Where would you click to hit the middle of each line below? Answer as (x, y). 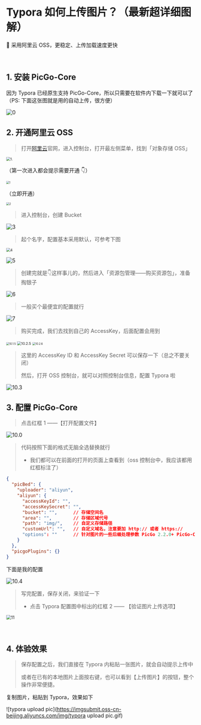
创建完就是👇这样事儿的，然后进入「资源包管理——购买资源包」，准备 (105, 272)
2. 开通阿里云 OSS (40, 133)
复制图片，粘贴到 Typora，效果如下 (50, 697)
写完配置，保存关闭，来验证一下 (60, 593)
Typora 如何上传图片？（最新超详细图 (99, 12)
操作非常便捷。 (39, 685)
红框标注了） (45, 468)
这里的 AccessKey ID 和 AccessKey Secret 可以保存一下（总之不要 (103, 355)
